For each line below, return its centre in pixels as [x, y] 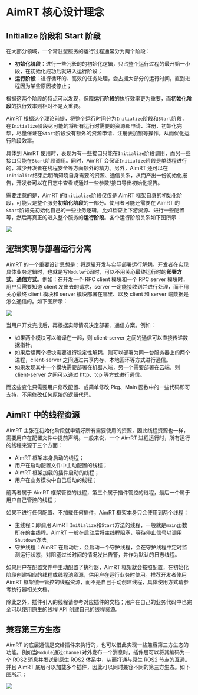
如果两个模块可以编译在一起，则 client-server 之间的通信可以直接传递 [99, 337]
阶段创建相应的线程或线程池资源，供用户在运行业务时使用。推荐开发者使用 [96, 574]
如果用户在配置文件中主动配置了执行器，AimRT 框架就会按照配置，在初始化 [98, 567]
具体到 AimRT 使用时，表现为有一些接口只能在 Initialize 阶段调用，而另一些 [98, 153]
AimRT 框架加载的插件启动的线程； [57, 472]
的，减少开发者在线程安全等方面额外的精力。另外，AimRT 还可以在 [87, 168]
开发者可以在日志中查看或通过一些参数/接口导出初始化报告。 [90, 183]
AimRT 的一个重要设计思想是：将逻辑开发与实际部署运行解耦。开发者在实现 [98, 264]
